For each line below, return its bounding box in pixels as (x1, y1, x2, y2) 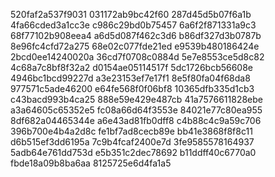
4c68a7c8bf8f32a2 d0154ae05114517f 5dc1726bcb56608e (10, 62, 254, 73)
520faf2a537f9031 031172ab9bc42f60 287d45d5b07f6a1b (10, 9, 252, 20)
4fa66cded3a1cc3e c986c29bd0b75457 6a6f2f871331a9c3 (10, 19, 257, 31)
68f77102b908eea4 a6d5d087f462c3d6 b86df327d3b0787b (10, 30, 262, 41)
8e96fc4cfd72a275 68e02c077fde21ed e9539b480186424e (10, 40, 260, 52)
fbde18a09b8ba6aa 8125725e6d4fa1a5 (10, 157, 172, 169)
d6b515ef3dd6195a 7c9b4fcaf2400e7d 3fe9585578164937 (10, 136, 255, 148)
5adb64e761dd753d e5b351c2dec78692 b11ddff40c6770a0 (10, 147, 257, 158)
